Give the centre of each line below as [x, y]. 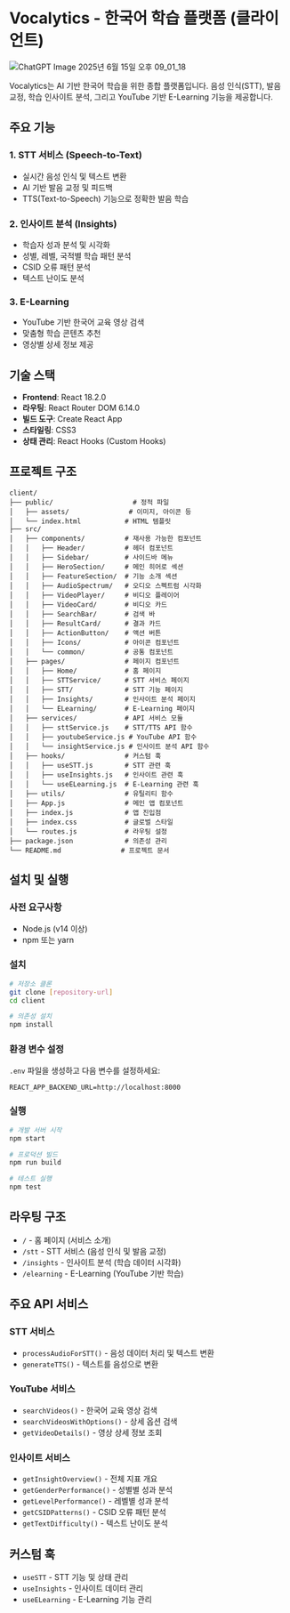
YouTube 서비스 [42, 1389]
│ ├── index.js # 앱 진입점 [85, 812]
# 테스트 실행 [31, 1179]
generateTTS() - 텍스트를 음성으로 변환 [90, 1364]
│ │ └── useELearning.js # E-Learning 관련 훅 [104, 784]
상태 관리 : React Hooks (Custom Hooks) [94, 441]
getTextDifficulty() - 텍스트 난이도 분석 [95, 1523]
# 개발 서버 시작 [36, 1130]
